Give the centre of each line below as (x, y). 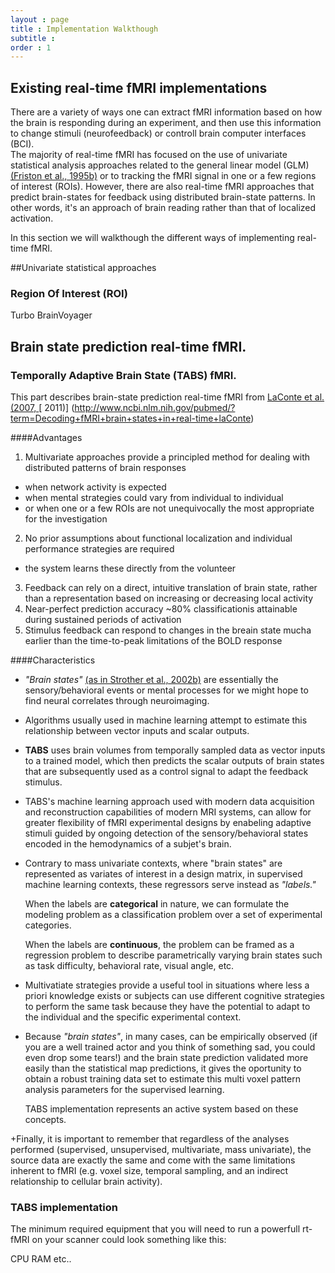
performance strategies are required (99, 549)
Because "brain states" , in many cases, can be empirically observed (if (171, 1037)
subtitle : (33, 38)
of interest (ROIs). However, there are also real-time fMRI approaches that (162, 187)
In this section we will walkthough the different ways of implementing (152, 238)
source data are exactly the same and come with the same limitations (153, 1160)
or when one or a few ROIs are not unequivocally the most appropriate (169, 508)
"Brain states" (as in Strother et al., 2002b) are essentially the (151, 680)
